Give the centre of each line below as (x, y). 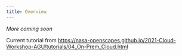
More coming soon (29, 29)
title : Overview (26, 12)
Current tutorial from (31, 40)
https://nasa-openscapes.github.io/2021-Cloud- (117, 40)
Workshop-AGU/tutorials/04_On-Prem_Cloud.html (67, 46)
